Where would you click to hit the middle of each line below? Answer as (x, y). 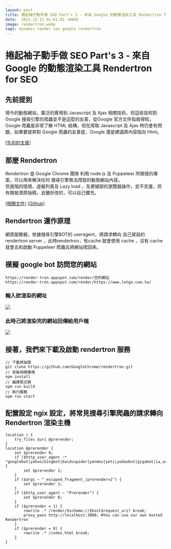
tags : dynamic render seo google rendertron (53, 29)
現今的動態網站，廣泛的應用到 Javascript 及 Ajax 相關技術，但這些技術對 (81, 113)
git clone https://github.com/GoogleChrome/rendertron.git (69, 367)
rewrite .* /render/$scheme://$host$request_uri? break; (85, 511)
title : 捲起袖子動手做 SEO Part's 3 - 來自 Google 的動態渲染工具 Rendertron (83, 15)
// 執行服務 (17, 392)
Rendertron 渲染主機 (38, 423)
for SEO (22, 80)
